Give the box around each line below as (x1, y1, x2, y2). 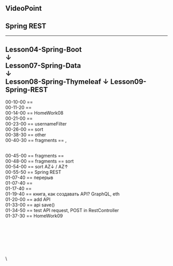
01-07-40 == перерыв (5, 174, 54, 181)
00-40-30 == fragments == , (5, 137, 67, 144)
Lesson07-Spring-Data (5, 61, 81, 70)
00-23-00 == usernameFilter (5, 121, 67, 127)
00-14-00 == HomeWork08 (5, 110, 64, 116)
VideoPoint (5, 4, 42, 13)
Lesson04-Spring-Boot (5, 45, 82, 54)
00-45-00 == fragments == (5, 153, 64, 159)
